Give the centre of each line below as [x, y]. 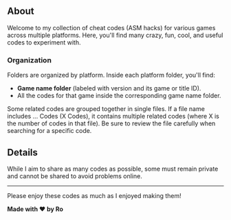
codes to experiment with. [44, 42]
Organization [29, 60]
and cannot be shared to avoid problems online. [75, 176]
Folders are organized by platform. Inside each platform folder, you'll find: [111, 75]
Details [22, 152]
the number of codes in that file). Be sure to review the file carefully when [111, 123]
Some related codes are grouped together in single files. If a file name [106, 109]
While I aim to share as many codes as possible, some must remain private [113, 169]
